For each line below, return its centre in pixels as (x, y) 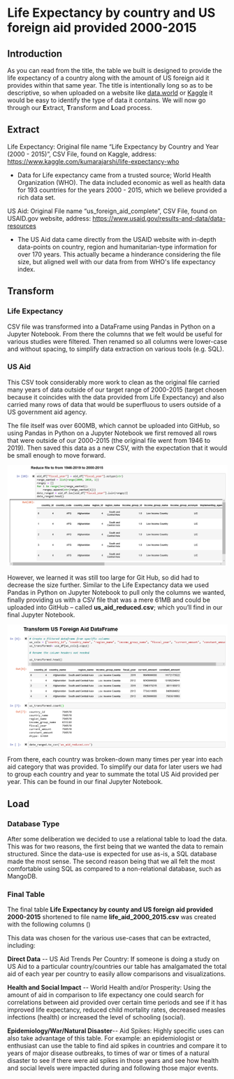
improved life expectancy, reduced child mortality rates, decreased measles (116, 1010)
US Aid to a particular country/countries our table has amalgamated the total (117, 967)
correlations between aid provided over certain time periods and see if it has (117, 1003)
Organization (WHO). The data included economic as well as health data (121, 182)
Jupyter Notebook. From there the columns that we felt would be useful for (115, 334)
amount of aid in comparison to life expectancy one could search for (106, 995)
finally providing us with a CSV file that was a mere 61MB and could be (109, 600)
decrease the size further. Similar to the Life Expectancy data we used (108, 585)
